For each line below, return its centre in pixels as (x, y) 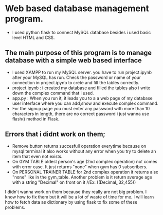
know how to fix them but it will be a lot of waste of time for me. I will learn (80, 197)
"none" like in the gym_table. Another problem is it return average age (82, 177)
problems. (15, 207)
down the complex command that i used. (53, 93)
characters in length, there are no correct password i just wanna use (81, 114)
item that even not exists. (37, 156)
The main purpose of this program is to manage (78, 53)
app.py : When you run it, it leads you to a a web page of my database (82, 98)
